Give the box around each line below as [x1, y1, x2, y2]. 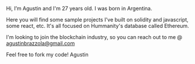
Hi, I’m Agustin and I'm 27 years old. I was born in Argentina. [6, 5, 153, 12]
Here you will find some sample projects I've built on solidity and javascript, [6, 16, 189, 23]
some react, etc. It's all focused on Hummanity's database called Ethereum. [6, 23, 189, 29]
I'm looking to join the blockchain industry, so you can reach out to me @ [6, 34, 183, 40]
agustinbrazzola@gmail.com [6, 40, 75, 47]
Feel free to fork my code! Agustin [6, 51, 89, 58]
